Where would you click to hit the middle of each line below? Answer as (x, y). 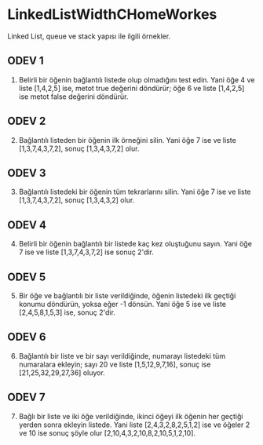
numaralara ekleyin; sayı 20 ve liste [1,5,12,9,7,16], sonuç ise (115, 364)
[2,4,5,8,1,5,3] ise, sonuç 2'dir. (67, 312)
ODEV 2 (27, 121)
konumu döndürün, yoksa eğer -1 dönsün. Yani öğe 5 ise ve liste (122, 304)
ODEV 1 (26, 61)
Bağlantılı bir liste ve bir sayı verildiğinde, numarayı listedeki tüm (122, 356)
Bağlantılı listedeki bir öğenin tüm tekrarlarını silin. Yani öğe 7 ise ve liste (135, 192)
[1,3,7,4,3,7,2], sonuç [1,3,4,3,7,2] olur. (79, 148)
